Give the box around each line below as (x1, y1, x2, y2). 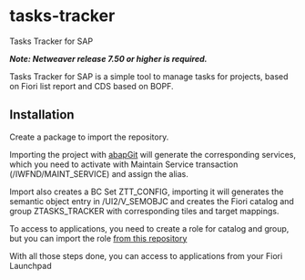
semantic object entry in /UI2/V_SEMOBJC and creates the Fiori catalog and (9, 195, 294, 206)
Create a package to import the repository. (9, 131, 169, 142)
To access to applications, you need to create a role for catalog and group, (9, 223, 290, 233)
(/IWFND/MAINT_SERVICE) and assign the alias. (9, 168, 188, 179)
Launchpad (9, 260, 52, 271)
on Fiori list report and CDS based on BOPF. (9, 80, 175, 91)
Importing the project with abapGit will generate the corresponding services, (9, 149, 297, 160)
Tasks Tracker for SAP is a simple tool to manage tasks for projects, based (9, 70, 289, 82)
